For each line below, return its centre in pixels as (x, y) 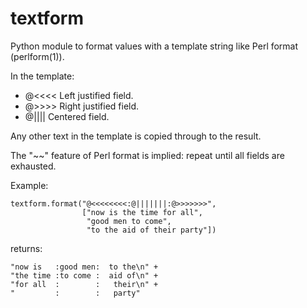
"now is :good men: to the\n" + (84, 267)
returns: (26, 248)
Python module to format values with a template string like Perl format (154, 46)
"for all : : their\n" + (84, 284)
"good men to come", (129, 221)
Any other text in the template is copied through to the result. (136, 136)
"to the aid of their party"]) (151, 230)
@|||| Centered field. (67, 116)
